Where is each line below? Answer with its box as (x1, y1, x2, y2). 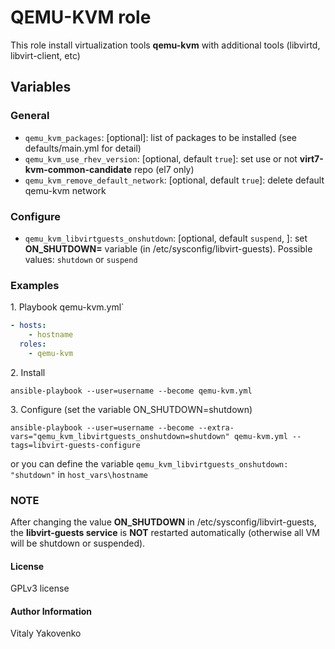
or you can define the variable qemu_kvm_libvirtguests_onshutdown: (10, 457, 289, 470)
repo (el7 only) (134, 163, 195, 175)
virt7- (299, 152, 324, 165)
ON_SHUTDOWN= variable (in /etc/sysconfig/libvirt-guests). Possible (24, 242, 313, 255)
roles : (19, 339, 47, 349)
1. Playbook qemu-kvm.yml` (10, 301, 125, 313)
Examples (10, 278, 60, 292)
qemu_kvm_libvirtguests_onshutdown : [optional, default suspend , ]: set (24, 232, 308, 244)
